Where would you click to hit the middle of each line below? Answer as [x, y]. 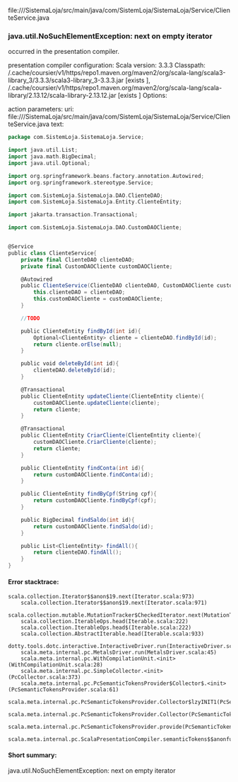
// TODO [30, 318]
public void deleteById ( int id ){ [70, 364]
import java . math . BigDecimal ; [53, 157]
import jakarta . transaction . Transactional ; [73, 215]
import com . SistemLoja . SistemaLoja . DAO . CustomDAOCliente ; [95, 228]
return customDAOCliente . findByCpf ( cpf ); [95, 501]
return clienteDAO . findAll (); [78, 552]
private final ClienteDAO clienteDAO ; [78, 259]
